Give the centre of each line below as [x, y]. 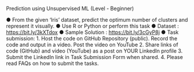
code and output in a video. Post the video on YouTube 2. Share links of [92, 44]
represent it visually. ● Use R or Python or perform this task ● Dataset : [93, 26]
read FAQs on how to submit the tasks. [53, 63]
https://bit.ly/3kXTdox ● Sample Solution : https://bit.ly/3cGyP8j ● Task [93, 32]
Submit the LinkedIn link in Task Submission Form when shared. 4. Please [94, 57]
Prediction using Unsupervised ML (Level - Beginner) [70, 8]
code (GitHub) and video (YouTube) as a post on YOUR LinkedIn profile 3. [94, 51]
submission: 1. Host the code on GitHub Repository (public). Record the [92, 38]
